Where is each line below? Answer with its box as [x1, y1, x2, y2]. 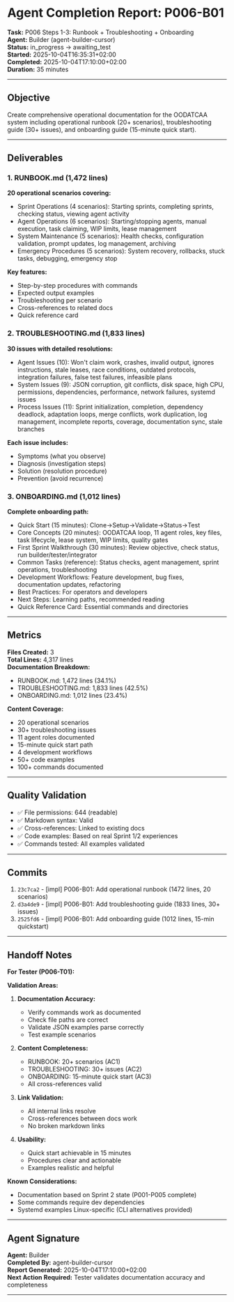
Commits [7, 867, 47, 879]
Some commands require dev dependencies [17, 1198, 145, 1206]
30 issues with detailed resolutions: [7, 344, 114, 353]
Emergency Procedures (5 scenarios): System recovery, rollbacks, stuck [17, 247, 225, 256]
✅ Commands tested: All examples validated [17, 840, 145, 848]
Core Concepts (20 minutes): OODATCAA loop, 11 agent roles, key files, [17, 529, 222, 537]
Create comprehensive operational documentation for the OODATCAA [7, 110, 208, 119]
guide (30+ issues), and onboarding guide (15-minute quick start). [7, 125, 197, 133]
